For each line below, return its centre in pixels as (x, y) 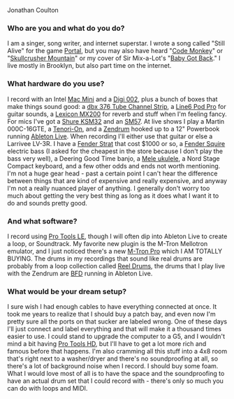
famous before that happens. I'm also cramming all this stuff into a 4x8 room (117, 351)
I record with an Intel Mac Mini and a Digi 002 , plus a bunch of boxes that (112, 99)
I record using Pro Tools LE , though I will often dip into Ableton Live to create (117, 236)
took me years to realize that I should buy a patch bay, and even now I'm (111, 314)
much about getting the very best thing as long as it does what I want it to (113, 196)
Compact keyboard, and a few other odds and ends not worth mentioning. (114, 166)
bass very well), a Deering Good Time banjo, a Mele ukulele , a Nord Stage (114, 158)
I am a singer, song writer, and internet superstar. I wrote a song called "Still (116, 43)
